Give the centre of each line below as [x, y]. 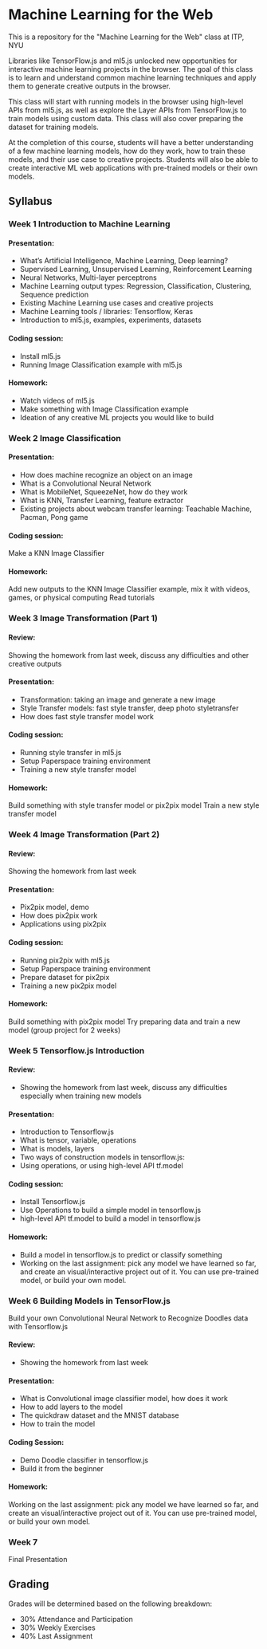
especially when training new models [80, 1096]
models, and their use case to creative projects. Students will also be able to [133, 159]
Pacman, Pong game [54, 517]
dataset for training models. [54, 127]
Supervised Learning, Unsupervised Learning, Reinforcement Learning [136, 270]
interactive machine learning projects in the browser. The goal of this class [131, 69]
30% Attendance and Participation [77, 1619]
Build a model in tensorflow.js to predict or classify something [121, 1254]
